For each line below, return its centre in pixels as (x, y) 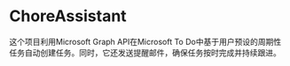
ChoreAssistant (68, 16)
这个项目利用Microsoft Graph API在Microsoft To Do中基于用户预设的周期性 (145, 41)
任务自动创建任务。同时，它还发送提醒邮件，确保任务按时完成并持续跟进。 (145, 52)
